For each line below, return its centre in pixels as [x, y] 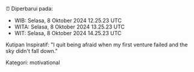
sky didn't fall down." [32, 51]
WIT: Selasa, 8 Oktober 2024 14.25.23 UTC [68, 33]
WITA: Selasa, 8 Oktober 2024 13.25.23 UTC [69, 27]
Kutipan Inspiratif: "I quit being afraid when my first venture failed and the [97, 45]
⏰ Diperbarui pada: [30, 9]
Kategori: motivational [33, 62]
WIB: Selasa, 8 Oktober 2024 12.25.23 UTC [68, 21]
